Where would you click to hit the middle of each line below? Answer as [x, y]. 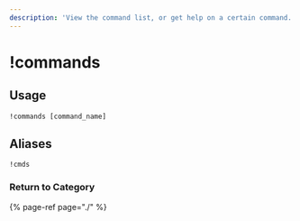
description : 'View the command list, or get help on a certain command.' [153, 18]
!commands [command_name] [58, 116]
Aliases [31, 144]
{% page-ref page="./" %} [58, 207]
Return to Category [52, 188]
